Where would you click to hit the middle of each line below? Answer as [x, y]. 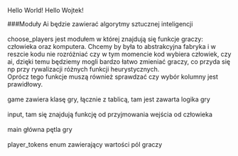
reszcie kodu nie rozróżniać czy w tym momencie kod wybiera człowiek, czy [119, 54]
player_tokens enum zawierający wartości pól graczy [85, 144]
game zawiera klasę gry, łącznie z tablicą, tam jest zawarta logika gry [109, 99]
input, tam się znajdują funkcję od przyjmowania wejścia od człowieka [110, 114]
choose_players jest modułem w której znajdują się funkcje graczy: [106, 39]
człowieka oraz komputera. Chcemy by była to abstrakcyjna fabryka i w [112, 46]
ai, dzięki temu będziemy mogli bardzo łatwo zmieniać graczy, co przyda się [119, 62]
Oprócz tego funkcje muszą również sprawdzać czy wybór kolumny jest [113, 77]
